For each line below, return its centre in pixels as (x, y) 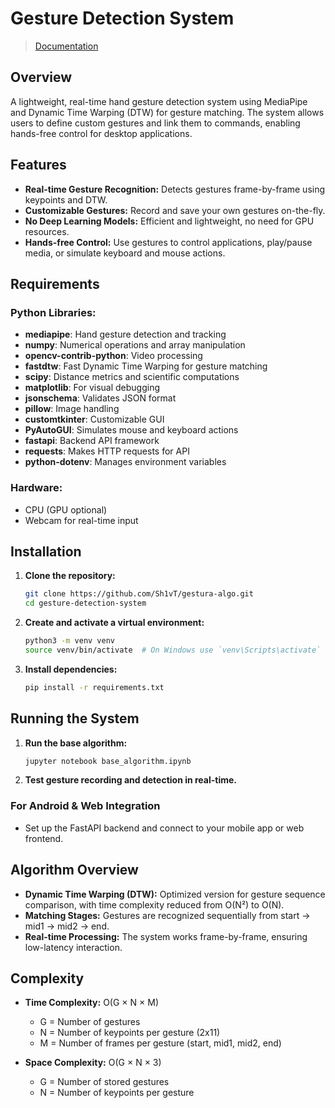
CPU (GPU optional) (66, 509)
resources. (47, 231)
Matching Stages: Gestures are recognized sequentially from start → (167, 915)
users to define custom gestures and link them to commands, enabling (155, 123)
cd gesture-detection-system (85, 603)
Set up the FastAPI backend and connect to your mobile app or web (164, 828)
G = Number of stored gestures (104, 1082)
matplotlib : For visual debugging (92, 388)
